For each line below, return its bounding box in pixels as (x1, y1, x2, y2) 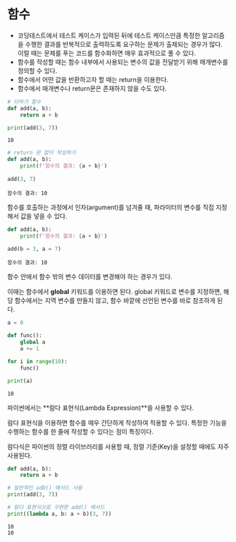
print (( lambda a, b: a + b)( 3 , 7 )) (7, 510, 112, 517)
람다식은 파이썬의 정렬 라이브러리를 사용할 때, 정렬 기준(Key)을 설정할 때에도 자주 (7, 442, 230, 451)
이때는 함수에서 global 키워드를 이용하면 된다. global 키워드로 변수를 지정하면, (7, 288, 222, 296)
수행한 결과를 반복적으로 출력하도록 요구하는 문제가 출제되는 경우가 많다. (25, 40, 223, 48)
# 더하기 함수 (7, 98, 42, 105)
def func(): (7, 332, 42, 339)
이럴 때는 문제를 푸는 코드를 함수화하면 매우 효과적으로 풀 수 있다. (17, 49, 196, 57)
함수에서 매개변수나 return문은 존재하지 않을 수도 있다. (17, 84, 167, 93)
